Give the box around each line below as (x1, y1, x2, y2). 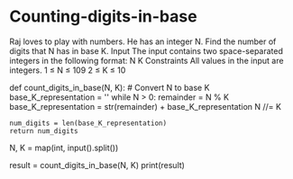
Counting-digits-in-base (9, 6, 197, 27)
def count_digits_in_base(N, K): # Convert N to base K (9, 82, 210, 93)
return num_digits (9, 126, 78, 136)
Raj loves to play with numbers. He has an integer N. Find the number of (9, 36, 277, 47)
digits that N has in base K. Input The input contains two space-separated (9, 45, 284, 56)
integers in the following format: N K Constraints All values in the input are (9, 55, 284, 66)
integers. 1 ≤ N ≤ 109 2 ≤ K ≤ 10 (9, 65, 126, 76)
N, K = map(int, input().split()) (9, 142, 119, 153)
